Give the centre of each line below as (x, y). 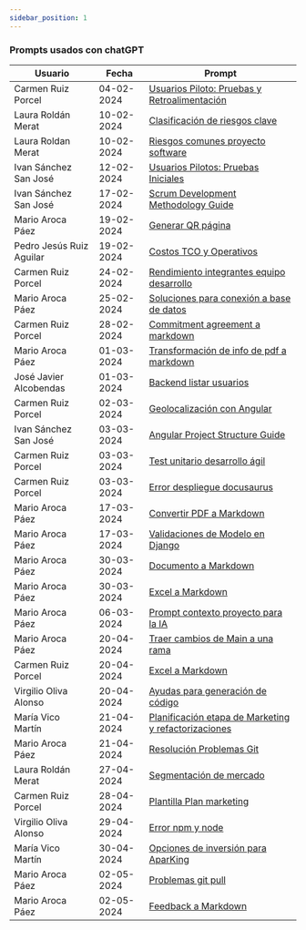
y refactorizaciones (190, 728)
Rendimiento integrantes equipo (217, 271)
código (164, 702)
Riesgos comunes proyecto (207, 140)
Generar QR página (190, 225)
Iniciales (167, 179)
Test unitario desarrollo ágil (207, 461)
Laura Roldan (42, 140)
